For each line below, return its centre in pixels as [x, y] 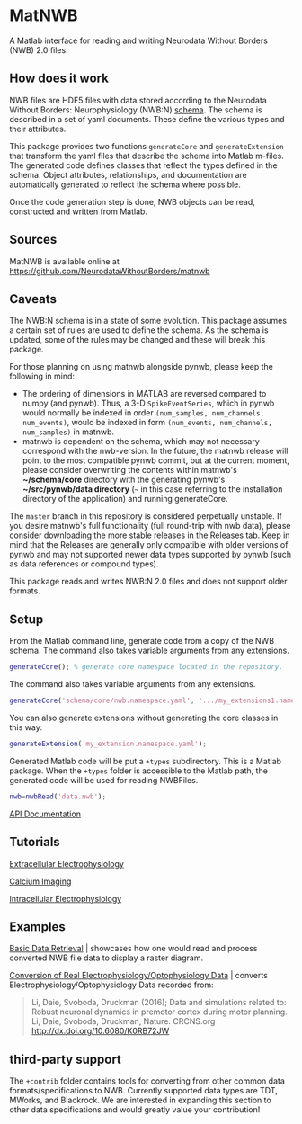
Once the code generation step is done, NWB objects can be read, [132, 201]
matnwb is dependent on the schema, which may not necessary [141, 442]
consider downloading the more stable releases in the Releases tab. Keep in [150, 535]
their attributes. [38, 129]
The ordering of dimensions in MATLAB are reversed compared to [144, 394]
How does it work [59, 79]
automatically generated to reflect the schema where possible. [125, 184]
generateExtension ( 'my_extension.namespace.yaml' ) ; [108, 744]
